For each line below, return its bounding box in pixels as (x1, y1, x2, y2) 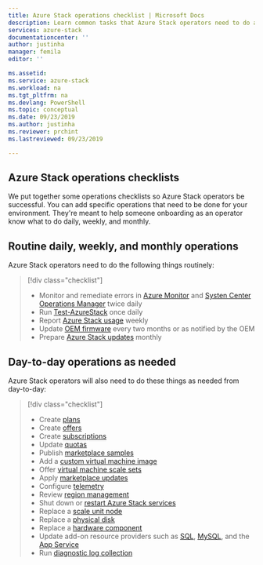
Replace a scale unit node (38, 507, 123, 516)
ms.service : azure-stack (8, 76, 89, 85)
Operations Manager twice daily (38, 299, 142, 308)
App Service (38, 540, 80, 549)
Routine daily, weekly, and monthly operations (8, 239, 239, 253)
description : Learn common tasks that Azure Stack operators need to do (8, 19, 250, 27)
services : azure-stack (8, 26, 82, 34)
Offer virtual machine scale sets (38, 465, 142, 475)
